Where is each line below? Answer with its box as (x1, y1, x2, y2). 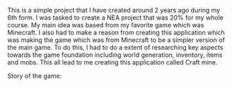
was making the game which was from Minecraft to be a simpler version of (7, 36, 225, 44)
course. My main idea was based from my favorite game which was (7, 21, 204, 29)
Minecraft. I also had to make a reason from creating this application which (7, 28, 225, 36)
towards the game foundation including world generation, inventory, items (7, 51, 223, 59)
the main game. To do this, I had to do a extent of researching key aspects (7, 43, 224, 51)
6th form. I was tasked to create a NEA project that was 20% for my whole (7, 13, 224, 22)
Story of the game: (7, 72, 62, 80)
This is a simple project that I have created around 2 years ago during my (7, 6, 221, 14)
